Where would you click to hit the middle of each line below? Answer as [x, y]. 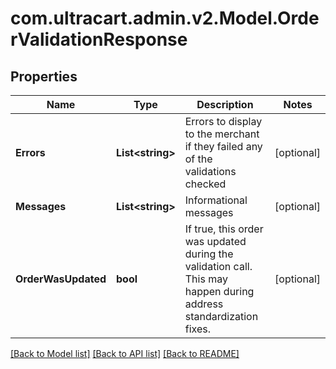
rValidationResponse [99, 39]
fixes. [197, 329]
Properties [44, 76]
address [204, 304]
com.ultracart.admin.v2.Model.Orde [165, 18]
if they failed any [223, 146]
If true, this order [224, 229]
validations [210, 171]
